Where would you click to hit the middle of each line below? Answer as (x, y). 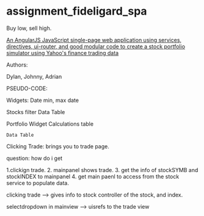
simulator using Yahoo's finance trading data (63, 52)
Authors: (17, 65)
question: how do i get (35, 158)
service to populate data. (38, 183)
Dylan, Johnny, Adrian (34, 76)
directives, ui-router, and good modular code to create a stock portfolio (96, 46)
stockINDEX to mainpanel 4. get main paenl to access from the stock (93, 176)
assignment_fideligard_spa (77, 11)
